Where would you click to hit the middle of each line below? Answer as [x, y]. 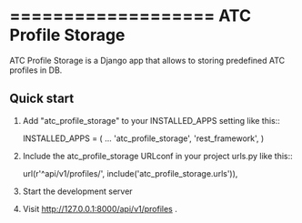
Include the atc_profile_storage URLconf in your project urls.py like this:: [157, 156]
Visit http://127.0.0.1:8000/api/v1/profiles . [100, 208]
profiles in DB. [36, 70]
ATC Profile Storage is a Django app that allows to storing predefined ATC [147, 60]
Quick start [42, 99]
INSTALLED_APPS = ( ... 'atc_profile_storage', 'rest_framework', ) [143, 138]
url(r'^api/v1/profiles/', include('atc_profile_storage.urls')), [130, 173]
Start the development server [78, 191]
